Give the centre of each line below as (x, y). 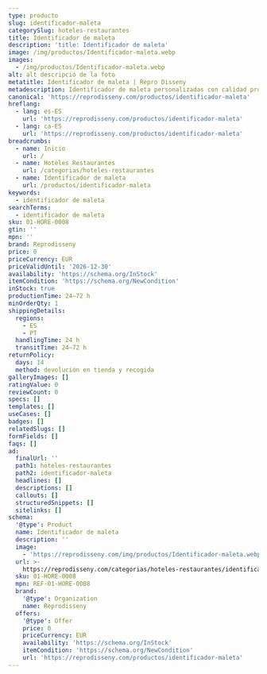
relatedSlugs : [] (37, 429)
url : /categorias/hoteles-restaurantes (89, 171)
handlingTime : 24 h (48, 341)
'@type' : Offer (48, 621)
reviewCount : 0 (33, 392)
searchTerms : (30, 207)
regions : (30, 318)
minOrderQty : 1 (33, 303)
